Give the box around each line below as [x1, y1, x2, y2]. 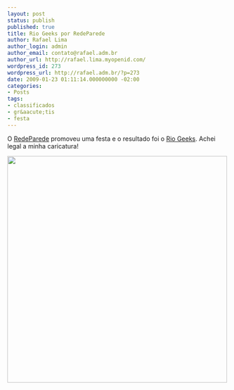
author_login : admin [7, 43, 68, 50]
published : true [7, 23, 55, 30]
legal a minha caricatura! [7, 141, 79, 150]
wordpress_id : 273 [7, 63, 61, 70]
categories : [7, 82, 42, 89]
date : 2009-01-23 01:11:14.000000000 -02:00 [7, 75, 140, 83]
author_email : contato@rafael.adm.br [7, 50, 118, 57]
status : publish [7, 17, 55, 24]
